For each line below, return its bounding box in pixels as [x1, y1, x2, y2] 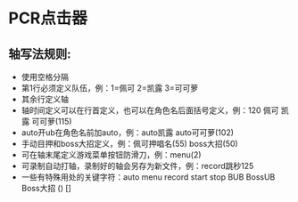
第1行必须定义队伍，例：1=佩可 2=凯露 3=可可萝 [21, 83, 199, 93]
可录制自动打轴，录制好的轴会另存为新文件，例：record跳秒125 [21, 161, 254, 171]
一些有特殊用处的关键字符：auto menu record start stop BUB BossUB [21, 172, 276, 182]
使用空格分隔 [21, 72, 69, 82]
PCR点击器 [8, 8, 88, 28]
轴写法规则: [8, 46, 72, 61]
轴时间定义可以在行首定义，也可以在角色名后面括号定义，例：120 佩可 [21, 105, 279, 116]
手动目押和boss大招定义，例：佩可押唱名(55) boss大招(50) [21, 139, 238, 149]
